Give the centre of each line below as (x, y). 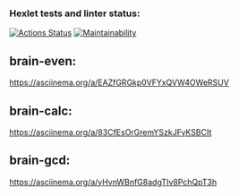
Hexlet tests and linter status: (75, 13)
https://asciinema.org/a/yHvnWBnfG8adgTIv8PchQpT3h (113, 182)
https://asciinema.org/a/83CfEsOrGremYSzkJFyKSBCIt (111, 132)
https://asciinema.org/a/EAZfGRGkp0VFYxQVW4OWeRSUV (119, 82)
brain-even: (43, 61)
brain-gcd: (40, 161)
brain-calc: (41, 111)
